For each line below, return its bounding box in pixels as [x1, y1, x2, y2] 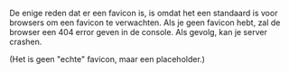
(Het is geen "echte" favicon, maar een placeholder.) [9, 54, 206, 64]
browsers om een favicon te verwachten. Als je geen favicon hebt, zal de [9, 17, 281, 28]
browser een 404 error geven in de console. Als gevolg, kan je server [9, 27, 268, 37]
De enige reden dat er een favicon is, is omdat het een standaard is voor [9, 8, 278, 18]
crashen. [9, 36, 42, 47]
